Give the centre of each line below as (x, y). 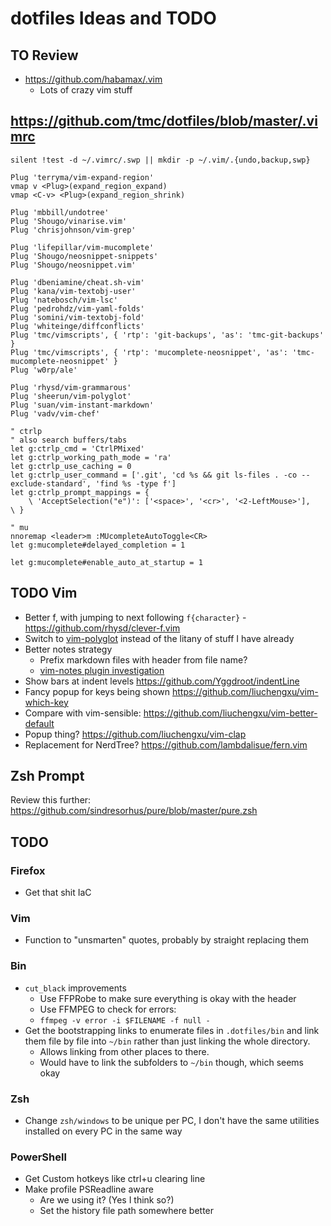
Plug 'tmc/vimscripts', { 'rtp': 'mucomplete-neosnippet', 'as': (149, 352)
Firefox (28, 870)
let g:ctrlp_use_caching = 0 (71, 466)
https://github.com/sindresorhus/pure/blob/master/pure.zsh (134, 811)
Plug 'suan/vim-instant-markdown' (82, 405)
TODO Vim (44, 593)
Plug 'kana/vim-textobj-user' (73, 291)
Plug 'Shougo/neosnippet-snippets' (84, 256)
